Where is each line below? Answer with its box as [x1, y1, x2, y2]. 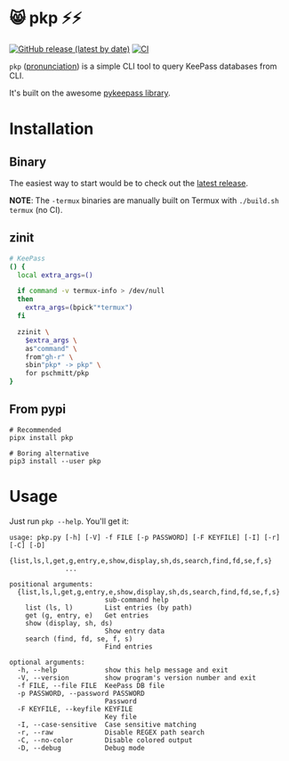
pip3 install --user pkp [9, 456, 101, 465]
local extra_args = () [17, 270, 93, 280]
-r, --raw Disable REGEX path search [17, 728, 205, 737]
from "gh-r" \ [25, 352, 74, 362]
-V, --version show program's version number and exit [17, 673, 256, 683]
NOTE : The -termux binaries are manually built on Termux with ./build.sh [9, 194, 279, 206]
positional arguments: [9, 579, 93, 589]
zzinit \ [17, 327, 50, 336]
